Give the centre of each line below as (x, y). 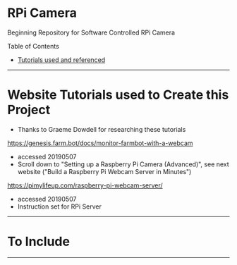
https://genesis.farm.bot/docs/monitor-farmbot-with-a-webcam (100, 143)
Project (29, 110)
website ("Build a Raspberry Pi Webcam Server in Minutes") (104, 171)
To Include (39, 242)
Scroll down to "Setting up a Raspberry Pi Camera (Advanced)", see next (123, 164)
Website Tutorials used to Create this (118, 95)
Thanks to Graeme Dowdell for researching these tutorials (102, 129)
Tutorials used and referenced (61, 60)
